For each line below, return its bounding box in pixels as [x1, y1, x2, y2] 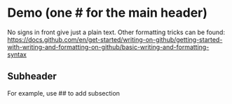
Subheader [7, 70, 57, 82]
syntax [7, 50, 27, 59]
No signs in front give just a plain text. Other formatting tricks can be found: [7, 28, 226, 36]
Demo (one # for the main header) [7, 5, 208, 21]
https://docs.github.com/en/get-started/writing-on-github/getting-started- [7, 35, 223, 43]
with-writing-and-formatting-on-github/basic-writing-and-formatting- [7, 43, 210, 51]
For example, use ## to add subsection [7, 89, 121, 97]
